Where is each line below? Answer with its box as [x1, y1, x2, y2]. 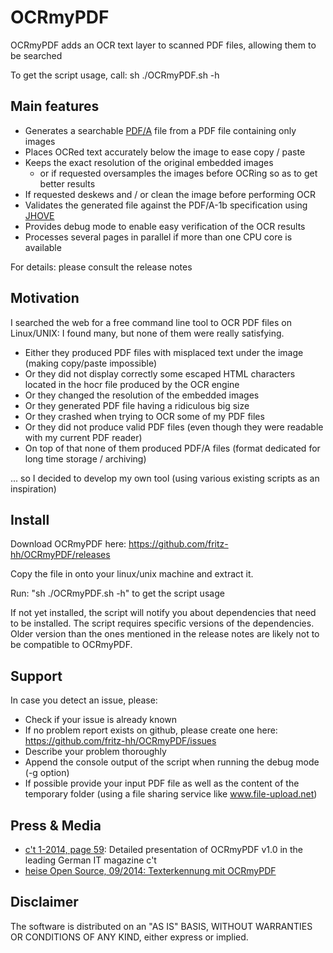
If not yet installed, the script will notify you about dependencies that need [10, 607, 317, 619]
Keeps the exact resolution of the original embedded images [24, 156, 274, 168]
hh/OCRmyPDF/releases [10, 549, 111, 561]
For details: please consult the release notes [10, 261, 193, 273]
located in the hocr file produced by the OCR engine [24, 378, 240, 390]
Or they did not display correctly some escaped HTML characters [24, 367, 296, 380]
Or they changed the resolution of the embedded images [24, 389, 260, 401]
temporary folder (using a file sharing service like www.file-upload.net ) [24, 788, 318, 800]
